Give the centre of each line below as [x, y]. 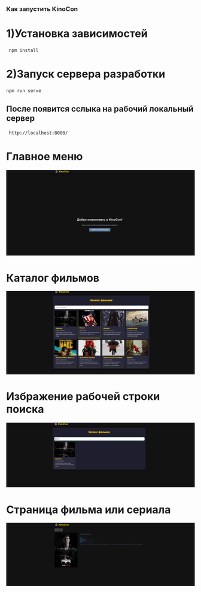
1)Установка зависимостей [77, 34]
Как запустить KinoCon [42, 9]
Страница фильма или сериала [89, 509]
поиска [25, 409]
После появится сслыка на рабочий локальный [100, 109]
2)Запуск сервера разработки [86, 74]
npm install [24, 50]
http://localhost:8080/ [38, 133]
